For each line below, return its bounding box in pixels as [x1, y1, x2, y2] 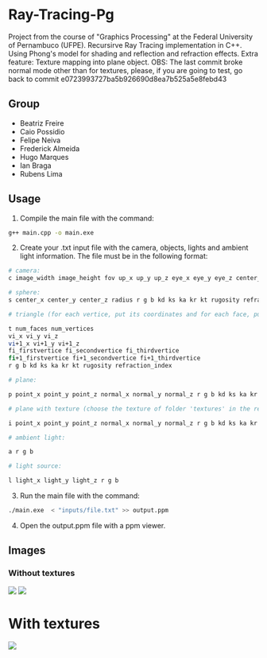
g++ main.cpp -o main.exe [8, 228, 94, 236]
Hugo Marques [19, 152, 69, 162]
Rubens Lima [19, 169, 63, 178]
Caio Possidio [19, 127, 65, 136]
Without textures [8, 567, 75, 578]
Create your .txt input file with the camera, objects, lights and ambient [19, 243, 249, 252]
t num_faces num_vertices [8, 325, 94, 333]
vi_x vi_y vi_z [8, 332, 59, 340]
